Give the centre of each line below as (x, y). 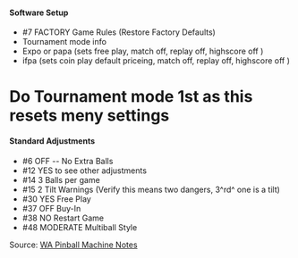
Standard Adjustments (52, 141)
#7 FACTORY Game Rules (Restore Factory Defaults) (119, 32)
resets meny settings (89, 116)
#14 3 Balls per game (61, 179)
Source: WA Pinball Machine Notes (73, 245)
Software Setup (39, 12)
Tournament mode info (64, 42)
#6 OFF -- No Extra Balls (68, 161)
